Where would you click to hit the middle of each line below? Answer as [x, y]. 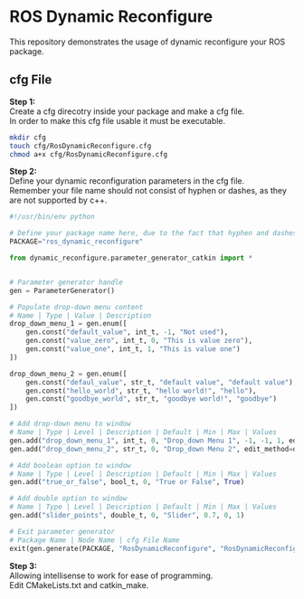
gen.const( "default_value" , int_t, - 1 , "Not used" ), [127, 332]
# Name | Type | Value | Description [81, 315]
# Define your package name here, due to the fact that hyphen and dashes [153, 233]
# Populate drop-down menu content [76, 307]
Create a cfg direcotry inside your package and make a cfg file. [127, 111]
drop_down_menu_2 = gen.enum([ [68, 374]
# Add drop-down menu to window [70, 424]
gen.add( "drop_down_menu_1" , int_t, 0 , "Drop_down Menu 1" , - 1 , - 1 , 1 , [147, 441]
